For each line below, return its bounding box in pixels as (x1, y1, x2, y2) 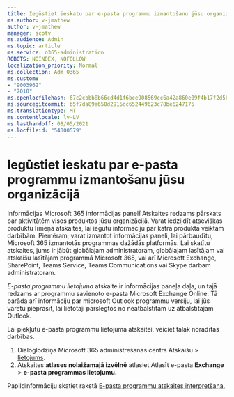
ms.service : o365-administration (7, 49, 104, 56)
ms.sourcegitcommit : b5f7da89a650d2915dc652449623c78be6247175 (7, 101, 195, 108)
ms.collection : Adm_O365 (7, 68, 79, 75)
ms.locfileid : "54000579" (7, 127, 82, 134)
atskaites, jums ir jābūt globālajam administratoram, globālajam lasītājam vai (7, 247, 225, 255)
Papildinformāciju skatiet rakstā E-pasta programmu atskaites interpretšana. (7, 382, 226, 390)
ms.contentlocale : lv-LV (7, 114, 79, 120)
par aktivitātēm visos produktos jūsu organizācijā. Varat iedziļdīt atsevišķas (7, 217, 223, 225)
